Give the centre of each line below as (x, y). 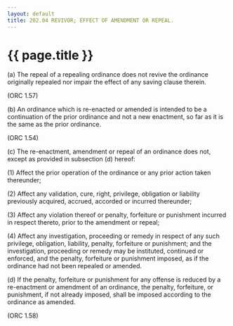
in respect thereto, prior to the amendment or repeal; (84, 222)
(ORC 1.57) (23, 96)
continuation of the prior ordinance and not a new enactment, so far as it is (115, 117)
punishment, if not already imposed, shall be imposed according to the (109, 295)
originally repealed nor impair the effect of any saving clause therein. (107, 82)
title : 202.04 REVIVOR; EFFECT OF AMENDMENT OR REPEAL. (91, 20)
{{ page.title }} (51, 55)
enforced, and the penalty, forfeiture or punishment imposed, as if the (108, 258)
